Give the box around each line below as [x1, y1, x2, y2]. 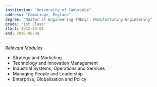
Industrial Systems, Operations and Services [12, 65, 105, 71]
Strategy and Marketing [12, 55, 62, 61]
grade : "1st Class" [5, 21, 46, 27]
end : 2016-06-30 [5, 31, 39, 36]
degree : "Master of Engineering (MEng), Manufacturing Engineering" [5, 17, 152, 22]
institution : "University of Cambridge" [5, 7, 92, 13]
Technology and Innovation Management [12, 60, 98, 66]
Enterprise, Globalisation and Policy [12, 76, 87, 82]
